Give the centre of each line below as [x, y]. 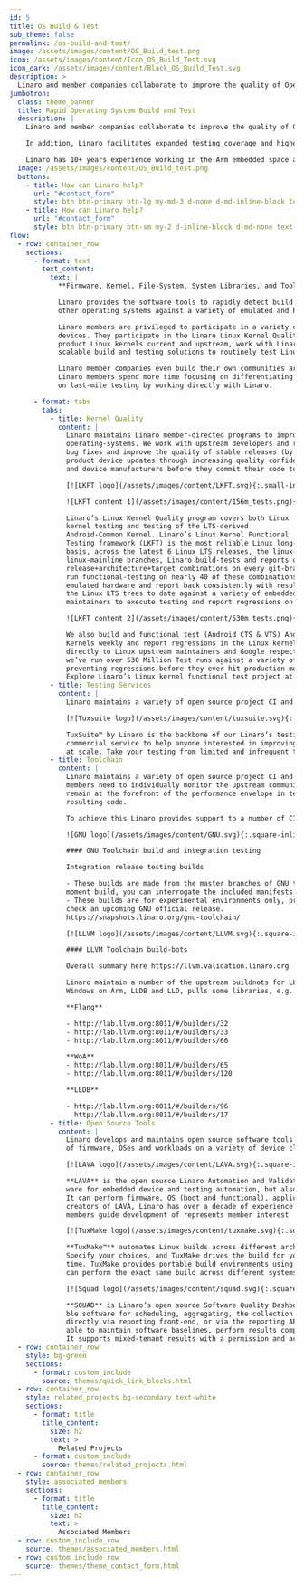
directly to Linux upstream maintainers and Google [166, 651]
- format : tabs [62, 402]
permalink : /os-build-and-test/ [70, 43]
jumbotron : [30, 93]
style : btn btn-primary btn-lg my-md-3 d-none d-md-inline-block [159, 202]
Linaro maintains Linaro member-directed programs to [170, 435]
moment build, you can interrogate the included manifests [180, 892]
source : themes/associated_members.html [103, 1549]
